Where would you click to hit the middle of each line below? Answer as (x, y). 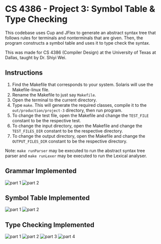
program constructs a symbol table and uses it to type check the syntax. (78, 43)
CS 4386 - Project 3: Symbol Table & (80, 9)
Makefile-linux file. (31, 89)
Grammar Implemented (41, 171)
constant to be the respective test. (46, 120)
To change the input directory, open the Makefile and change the (77, 126)
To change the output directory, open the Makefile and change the (79, 136)
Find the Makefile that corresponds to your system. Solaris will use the (82, 84)
